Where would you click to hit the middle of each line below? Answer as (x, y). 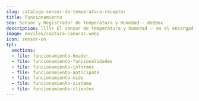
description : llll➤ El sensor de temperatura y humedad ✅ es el (88, 28)
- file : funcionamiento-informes (53, 67)
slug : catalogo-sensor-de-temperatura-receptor (66, 12)
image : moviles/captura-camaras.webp (53, 34)
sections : (23, 50)
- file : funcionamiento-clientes (53, 89)
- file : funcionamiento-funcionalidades (62, 61)
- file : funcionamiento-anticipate (56, 72)
